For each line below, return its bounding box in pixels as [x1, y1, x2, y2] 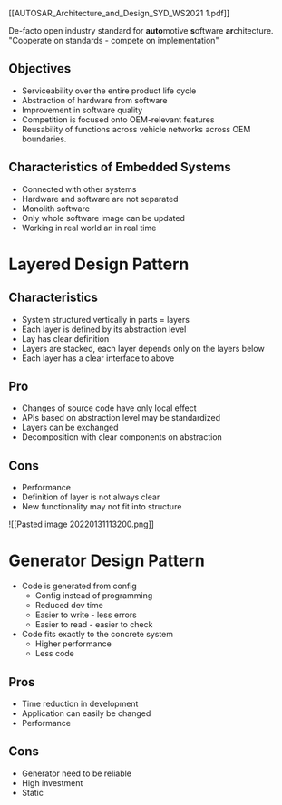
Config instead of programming [34, 590, 153, 601]
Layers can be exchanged [21, 422, 119, 433]
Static [21, 787, 44, 798]
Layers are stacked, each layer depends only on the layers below [21, 343, 265, 354]
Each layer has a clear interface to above [21, 353, 175, 364]
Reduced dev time [34, 600, 103, 611]
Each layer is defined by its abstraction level [21, 324, 187, 335]
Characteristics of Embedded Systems [8, 160, 232, 175]
